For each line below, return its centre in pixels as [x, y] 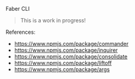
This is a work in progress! [53, 20]
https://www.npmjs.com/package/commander [71, 44]
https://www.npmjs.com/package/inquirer [66, 50]
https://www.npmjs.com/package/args [62, 69]
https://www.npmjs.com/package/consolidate [71, 56]
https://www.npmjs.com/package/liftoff [63, 63]
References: [20, 32]
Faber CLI [18, 9]
